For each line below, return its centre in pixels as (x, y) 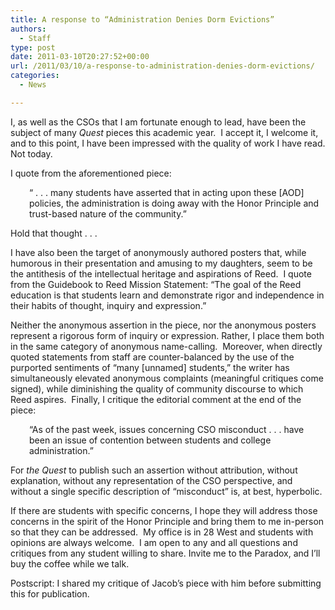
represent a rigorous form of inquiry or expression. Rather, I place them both (167, 335)
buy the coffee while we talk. (70, 563)
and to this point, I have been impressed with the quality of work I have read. (168, 143)
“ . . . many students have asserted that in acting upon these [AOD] (167, 192)
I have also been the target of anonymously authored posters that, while (158, 252)
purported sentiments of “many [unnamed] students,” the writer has (150, 367)
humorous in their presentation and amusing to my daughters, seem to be (161, 263)
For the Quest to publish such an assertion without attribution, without (154, 470)
